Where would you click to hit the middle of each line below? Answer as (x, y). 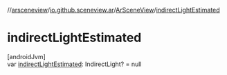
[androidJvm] (27, 56)
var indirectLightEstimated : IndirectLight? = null (74, 64)
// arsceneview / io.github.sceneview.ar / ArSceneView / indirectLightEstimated (113, 10)
